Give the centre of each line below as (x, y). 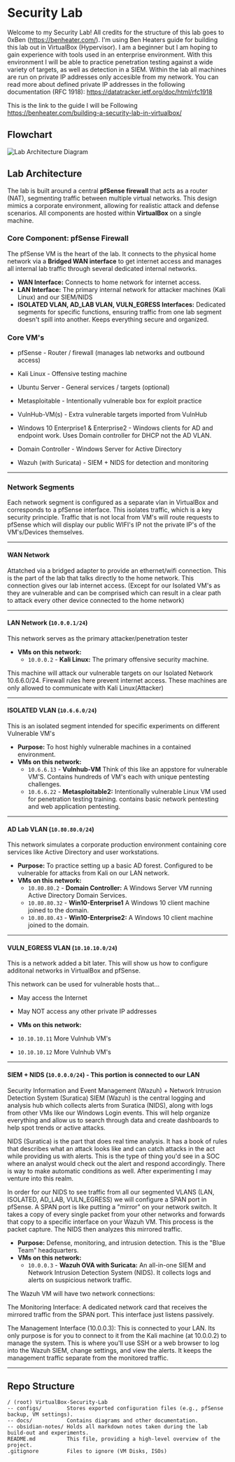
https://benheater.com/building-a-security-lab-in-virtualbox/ (94, 113)
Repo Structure (41, 1387)
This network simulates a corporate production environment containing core (117, 844)
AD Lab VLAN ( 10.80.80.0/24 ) (51, 829)
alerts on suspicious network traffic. (80, 1280)
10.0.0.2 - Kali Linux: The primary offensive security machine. (118, 659)
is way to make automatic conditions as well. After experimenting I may (109, 1171)
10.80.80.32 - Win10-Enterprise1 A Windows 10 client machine (119, 903)
